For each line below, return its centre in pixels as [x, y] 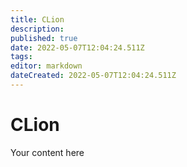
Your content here [47, 152]
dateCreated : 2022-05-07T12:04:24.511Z [93, 76]
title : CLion [37, 19]
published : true [44, 38]
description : [37, 29]
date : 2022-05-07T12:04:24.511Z [77, 47]
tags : [21, 57]
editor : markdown [46, 66]
